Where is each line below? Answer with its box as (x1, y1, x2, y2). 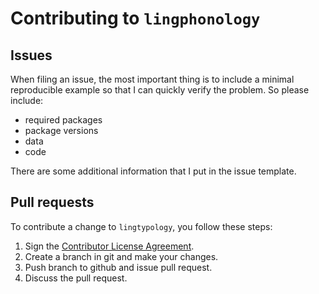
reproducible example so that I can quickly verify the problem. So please (10, 84, 310, 96)
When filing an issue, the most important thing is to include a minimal (10, 73, 295, 85)
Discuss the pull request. (24, 272, 128, 284)
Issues (10, 47, 53, 64)
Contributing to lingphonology (10, 7, 261, 30)
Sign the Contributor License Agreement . (24, 240, 195, 252)
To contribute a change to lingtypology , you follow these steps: (10, 220, 273, 232)
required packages (24, 114, 103, 126)
